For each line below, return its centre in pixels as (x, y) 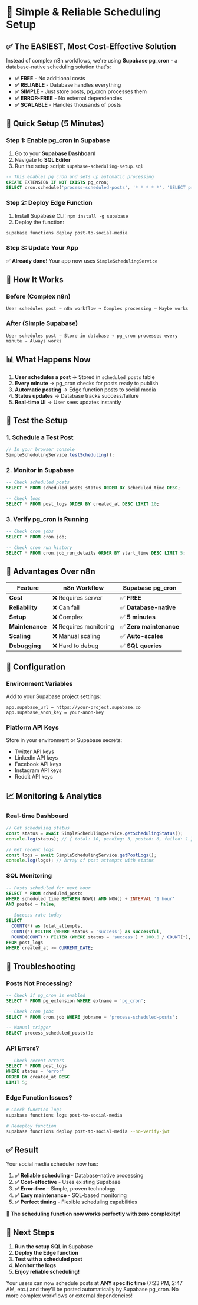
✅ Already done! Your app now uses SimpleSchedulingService (82, 261)
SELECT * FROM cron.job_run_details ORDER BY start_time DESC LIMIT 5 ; (96, 553)
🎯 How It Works (35, 280)
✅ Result (22, 1150)
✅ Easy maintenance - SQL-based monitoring (71, 1195)
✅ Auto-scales (141, 636)
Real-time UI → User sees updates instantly (68, 402)
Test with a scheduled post (48, 1259)
